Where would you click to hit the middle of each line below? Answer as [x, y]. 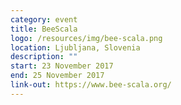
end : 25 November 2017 [57, 76]
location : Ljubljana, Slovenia [75, 47]
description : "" [44, 57]
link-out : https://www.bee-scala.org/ [91, 85]
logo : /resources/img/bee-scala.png [86, 38]
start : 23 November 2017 [62, 66]
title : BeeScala [44, 29]
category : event [44, 19]
